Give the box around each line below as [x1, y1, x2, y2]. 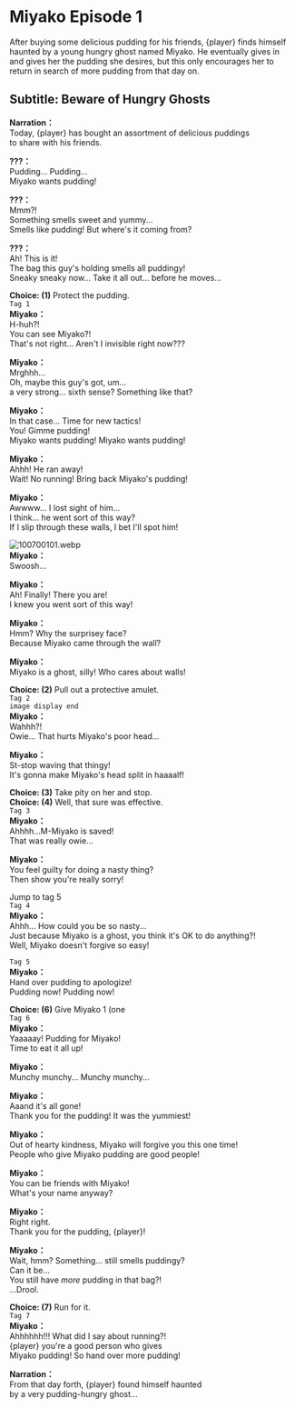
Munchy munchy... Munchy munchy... [9, 1071, 150, 1083]
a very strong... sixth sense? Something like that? [9, 386, 193, 397]
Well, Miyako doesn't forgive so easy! [9, 939, 150, 951]
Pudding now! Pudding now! [9, 986, 115, 997]
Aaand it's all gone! [9, 1100, 82, 1111]
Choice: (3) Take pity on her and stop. [9, 786, 152, 797]
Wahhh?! [9, 721, 43, 732]
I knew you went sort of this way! [9, 598, 133, 610]
